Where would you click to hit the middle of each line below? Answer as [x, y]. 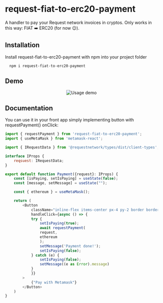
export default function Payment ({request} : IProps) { [62, 174]
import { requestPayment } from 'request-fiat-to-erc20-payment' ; [73, 134]
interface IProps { [25, 156]
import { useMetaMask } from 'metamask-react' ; [54, 139]
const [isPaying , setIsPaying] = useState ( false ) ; [66, 179]
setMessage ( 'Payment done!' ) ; [70, 246]
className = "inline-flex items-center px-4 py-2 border [88, 210]
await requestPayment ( [63, 228]
